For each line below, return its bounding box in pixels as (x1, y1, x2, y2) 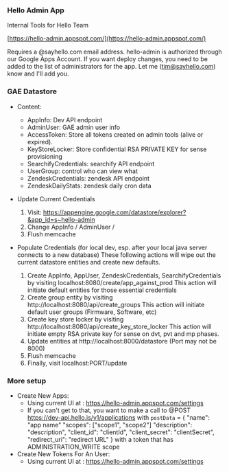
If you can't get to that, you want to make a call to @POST (27, 406, 191, 414)
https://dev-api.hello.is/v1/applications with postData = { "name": (27, 413, 210, 421)
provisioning (27, 152, 63, 160)
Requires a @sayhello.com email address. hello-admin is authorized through (7, 47, 223, 56)
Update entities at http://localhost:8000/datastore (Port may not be (27, 337, 217, 345)
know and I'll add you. (7, 69, 70, 78)
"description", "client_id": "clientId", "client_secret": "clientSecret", (27, 428, 215, 436)
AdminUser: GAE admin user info (27, 123, 121, 131)
